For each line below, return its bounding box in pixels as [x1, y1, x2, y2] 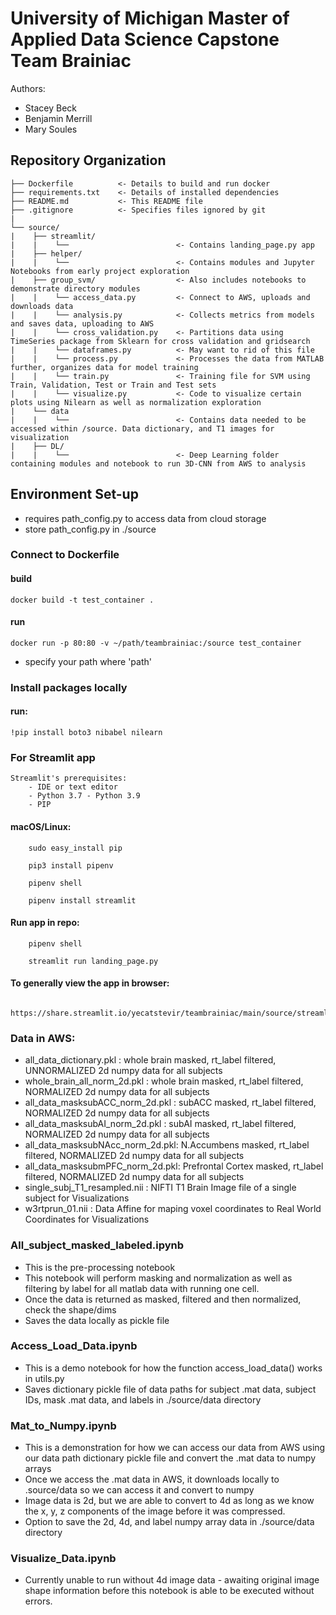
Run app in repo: [10, 917, 80, 929]
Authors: [10, 82, 46, 94]
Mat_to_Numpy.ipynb [10, 1418, 117, 1432]
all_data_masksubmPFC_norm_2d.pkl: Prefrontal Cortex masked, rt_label [24, 1160, 324, 1172]
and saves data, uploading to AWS [10, 318, 155, 329]
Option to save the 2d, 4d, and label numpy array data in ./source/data [24, 1516, 315, 1528]
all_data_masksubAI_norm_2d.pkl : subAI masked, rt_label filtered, [24, 1118, 297, 1130]
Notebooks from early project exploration [10, 266, 190, 276]
